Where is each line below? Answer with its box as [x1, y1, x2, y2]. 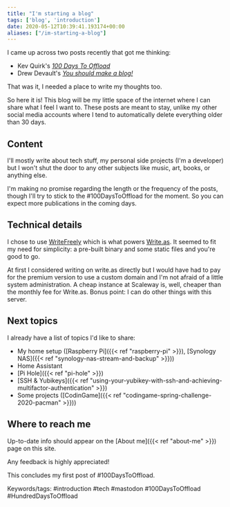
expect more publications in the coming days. [7, 199, 137, 208]
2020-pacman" [17, 398, 61, 407]
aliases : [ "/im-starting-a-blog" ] [7, 29, 107, 37]
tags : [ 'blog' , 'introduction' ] [7, 17, 100, 24]
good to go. [7, 252, 40, 260]
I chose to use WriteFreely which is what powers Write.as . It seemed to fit [7, 237, 216, 246]
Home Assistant [17, 361, 63, 370]
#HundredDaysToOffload [7, 492, 78, 500]
